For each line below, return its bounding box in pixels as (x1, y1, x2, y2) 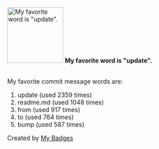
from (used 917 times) (17, 106, 81, 113)
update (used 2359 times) (17, 91, 93, 99)
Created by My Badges (7, 134, 73, 142)
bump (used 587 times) (17, 120, 85, 128)
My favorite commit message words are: (7, 77, 123, 86)
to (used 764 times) (17, 113, 75, 121)
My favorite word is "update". (64, 56, 153, 65)
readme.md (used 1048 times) (17, 98, 105, 107)
